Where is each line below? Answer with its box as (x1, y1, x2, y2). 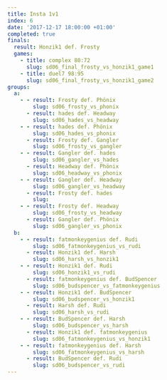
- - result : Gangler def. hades (20, 150, 116, 157)
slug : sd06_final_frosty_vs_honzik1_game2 (26, 76, 154, 84)
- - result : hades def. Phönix (20, 123, 113, 130)
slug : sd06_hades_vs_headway (33, 116, 119, 123)
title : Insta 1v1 (7, 10, 59, 18)
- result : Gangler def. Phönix (26, 216, 119, 223)
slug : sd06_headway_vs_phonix (33, 169, 122, 177)
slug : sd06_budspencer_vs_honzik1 (33, 295, 135, 303)
